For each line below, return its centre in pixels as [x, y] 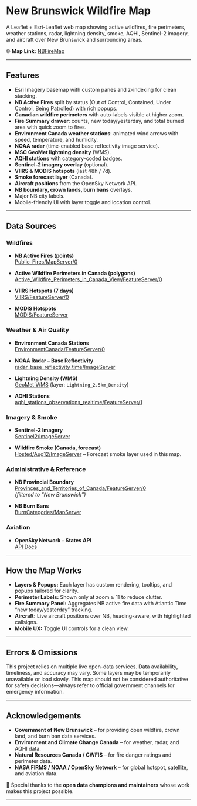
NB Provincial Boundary [44, 482]
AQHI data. [28, 749]
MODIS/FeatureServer [41, 315]
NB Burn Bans [32, 506]
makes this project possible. [40, 791]
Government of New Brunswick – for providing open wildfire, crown [97, 730]
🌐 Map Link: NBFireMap [35, 51]
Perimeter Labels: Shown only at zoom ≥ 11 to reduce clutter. [89, 597]
